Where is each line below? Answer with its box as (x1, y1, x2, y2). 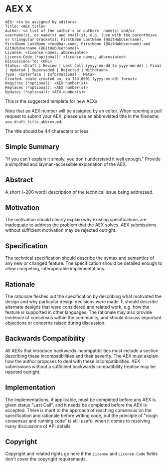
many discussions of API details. (5, 423, 72, 429)
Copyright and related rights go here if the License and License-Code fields (5, 451, 158, 457)
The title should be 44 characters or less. (5, 128, 90, 134)
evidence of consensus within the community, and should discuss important (5, 315, 162, 320)
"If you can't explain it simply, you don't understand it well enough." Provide (5, 156, 161, 162)
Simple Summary (5, 143, 60, 151)
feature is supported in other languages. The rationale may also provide (5, 309, 152, 315)
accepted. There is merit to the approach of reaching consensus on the (5, 407, 152, 413)
